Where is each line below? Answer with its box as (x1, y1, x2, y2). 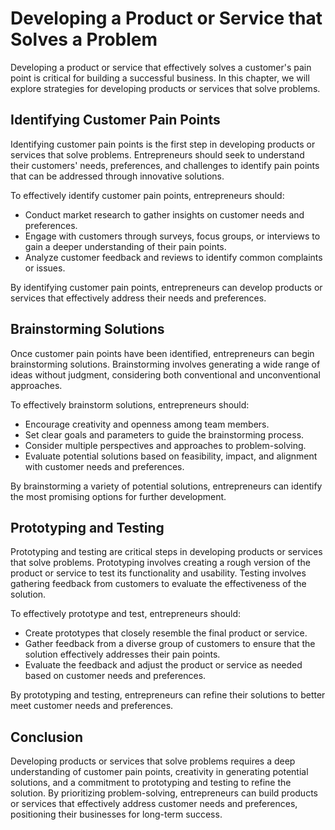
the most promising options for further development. (10, 490, 227, 502)
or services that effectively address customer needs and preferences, (10, 798, 298, 810)
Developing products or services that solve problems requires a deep (10, 755, 296, 767)
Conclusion (10, 728, 84, 746)
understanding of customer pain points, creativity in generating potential (10, 766, 309, 778)
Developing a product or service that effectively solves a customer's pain (10, 61, 312, 73)
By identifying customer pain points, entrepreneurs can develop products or (10, 281, 323, 293)
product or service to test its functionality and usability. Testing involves (10, 567, 307, 579)
